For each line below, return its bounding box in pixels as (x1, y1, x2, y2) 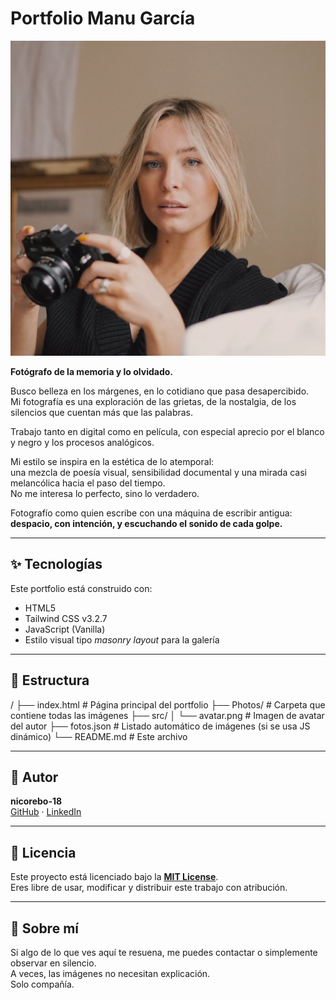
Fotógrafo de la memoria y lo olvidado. (10, 365, 174, 377)
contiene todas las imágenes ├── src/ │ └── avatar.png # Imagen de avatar (10, 709, 325, 721)
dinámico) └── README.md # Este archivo (10, 730, 188, 742)
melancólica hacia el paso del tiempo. (10, 477, 166, 489)
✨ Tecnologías (10, 556, 103, 573)
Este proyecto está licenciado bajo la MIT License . (10, 871, 219, 883)
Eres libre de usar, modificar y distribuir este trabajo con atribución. (10, 882, 288, 894)
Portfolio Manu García (10, 7, 196, 30)
